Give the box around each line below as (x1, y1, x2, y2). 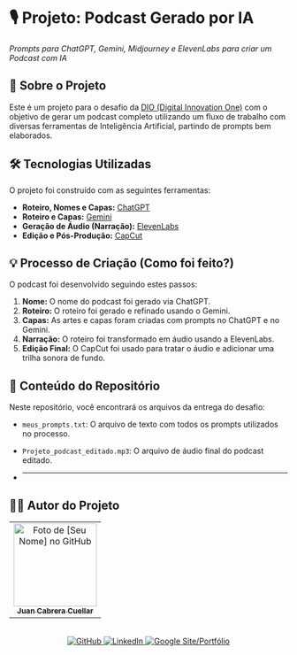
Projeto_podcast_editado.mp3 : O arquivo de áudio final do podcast (21, 445, 264, 457)
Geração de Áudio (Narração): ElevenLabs (21, 220, 179, 231)
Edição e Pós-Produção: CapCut (21, 230, 143, 241)
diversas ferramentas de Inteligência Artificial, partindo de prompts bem (9, 120, 271, 131)
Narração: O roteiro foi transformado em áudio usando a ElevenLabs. (21, 334, 275, 344)
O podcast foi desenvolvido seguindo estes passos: (9, 279, 198, 289)
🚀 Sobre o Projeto (9, 78, 107, 94)
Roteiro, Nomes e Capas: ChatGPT (21, 202, 150, 212)
